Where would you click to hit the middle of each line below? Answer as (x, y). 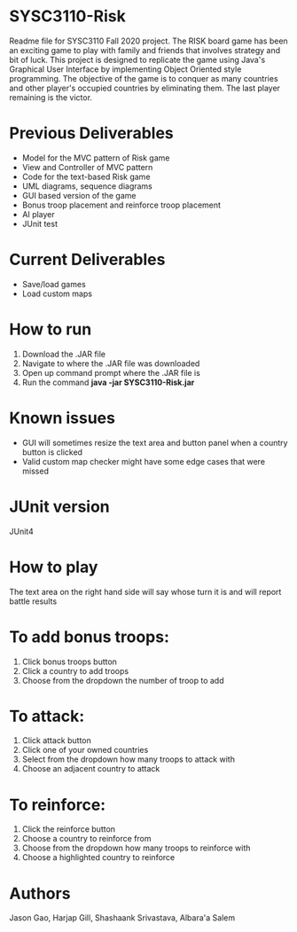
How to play (54, 567)
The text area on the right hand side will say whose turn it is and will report (145, 591)
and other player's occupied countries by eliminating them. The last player (145, 88)
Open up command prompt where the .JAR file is (111, 372)
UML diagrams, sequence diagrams (87, 186)
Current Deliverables (87, 260)
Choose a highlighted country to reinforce (98, 858)
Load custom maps (57, 294)
